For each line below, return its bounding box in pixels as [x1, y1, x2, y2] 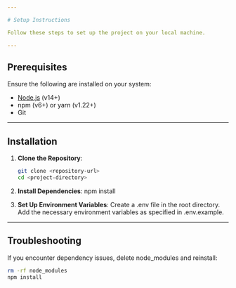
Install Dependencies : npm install [17, 187, 116, 195]
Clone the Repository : [17, 154, 83, 162]
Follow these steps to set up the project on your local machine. [7, 29, 206, 36]
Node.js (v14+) [17, 93, 61, 102]
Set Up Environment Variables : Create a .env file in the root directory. [17, 200, 221, 209]
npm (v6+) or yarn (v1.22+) [17, 101, 96, 110]
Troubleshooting [7, 235, 82, 247]
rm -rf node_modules [7, 267, 68, 274]
